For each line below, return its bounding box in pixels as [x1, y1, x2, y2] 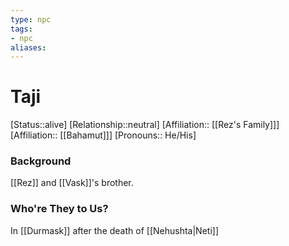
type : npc [10, 14, 52, 25]
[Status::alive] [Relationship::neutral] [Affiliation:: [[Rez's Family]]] [10, 119, 280, 131]
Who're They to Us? [10, 202, 109, 216]
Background [10, 154, 72, 168]
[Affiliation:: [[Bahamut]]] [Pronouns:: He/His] [10, 129, 197, 141]
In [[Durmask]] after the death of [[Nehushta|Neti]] [10, 224, 219, 236]
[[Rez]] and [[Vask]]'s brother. [10, 177, 134, 189]
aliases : [10, 42, 47, 53]
